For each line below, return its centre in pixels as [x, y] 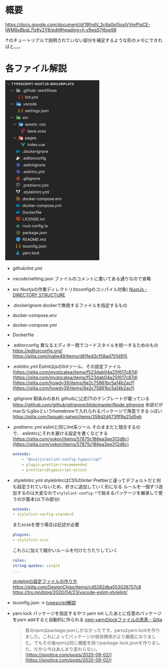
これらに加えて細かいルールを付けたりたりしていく [65, 551]
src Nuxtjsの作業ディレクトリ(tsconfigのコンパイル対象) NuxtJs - [80, 290]
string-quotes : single [36, 566]
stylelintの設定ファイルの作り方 [45, 581]
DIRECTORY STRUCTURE [39, 295]
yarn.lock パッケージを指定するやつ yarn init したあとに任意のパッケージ [87, 613]
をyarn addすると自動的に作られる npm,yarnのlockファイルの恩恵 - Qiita [87, 619]
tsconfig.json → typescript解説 [44, 602]
